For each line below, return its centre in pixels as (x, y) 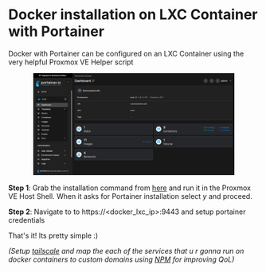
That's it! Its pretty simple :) (53, 235)
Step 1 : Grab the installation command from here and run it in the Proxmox (129, 188)
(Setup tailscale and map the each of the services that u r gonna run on (126, 251)
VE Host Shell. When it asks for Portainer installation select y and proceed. (130, 196)
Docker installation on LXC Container (133, 15)
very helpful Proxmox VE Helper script (71, 62)
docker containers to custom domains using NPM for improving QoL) (121, 259)
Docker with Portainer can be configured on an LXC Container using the (126, 53)
